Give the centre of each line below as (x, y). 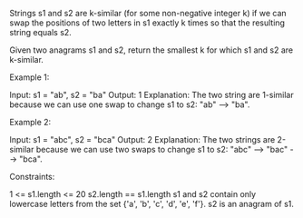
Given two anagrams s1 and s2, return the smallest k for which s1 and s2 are (151, 50)
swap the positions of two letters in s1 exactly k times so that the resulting (147, 23)
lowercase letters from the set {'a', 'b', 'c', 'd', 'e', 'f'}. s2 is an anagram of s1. (152, 204)
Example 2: (30, 122)
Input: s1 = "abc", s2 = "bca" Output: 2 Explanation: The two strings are (142, 139)
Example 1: (29, 77)
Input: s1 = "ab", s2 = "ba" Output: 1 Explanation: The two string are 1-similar (151, 95)
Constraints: (32, 177)
